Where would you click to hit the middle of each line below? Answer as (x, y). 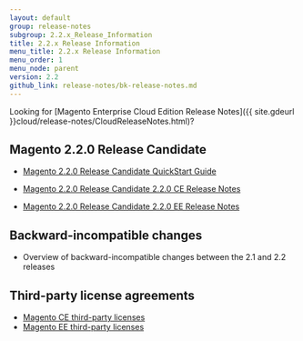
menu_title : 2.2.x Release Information (85, 52)
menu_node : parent (44, 69)
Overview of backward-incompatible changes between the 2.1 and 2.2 (154, 257)
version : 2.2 (34, 77)
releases (39, 267)
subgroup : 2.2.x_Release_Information (81, 35)
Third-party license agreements (102, 295)
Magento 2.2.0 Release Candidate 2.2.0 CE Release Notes (131, 189)
